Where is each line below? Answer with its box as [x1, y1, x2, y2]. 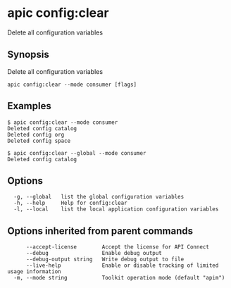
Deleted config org [7, 131, 65, 138]
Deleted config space [7, 137, 71, 144]
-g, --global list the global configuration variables [13, 194, 185, 201]
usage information [7, 268, 61, 275]
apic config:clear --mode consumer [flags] [7, 81, 137, 88]
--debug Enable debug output [25, 250, 162, 257]
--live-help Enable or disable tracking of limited [25, 262, 219, 269]
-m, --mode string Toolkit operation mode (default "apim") [13, 275, 225, 282]
